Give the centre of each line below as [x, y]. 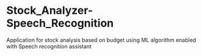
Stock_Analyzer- [50, 11]
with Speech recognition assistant [49, 46]
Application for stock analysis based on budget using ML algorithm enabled [101, 40]
